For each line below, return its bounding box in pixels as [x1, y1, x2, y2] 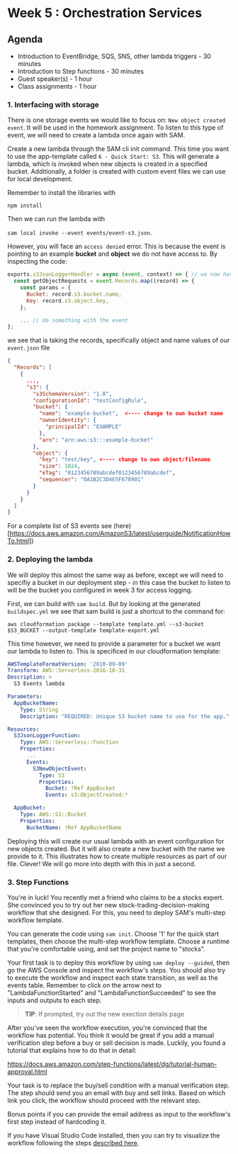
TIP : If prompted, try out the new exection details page [24, 1010, 185, 1019]
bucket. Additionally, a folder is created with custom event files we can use [7, 167, 226, 176]
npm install [7, 202, 42, 210]
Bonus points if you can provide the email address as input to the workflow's [7, 1110, 231, 1119]
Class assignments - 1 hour [17, 82, 97, 90]
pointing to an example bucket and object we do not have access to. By [7, 250, 218, 258]
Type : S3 [38, 771, 65, 779]
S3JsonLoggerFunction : [13, 732, 81, 739]
